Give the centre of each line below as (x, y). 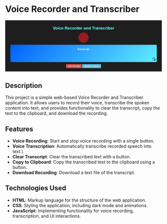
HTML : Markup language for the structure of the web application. (79, 200)
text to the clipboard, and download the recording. (57, 113)
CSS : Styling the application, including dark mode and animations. (80, 205)
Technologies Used (36, 188)
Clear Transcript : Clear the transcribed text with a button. (72, 157)
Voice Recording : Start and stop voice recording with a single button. (83, 141)
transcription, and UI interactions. (46, 216)
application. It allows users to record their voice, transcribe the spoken (77, 103)
